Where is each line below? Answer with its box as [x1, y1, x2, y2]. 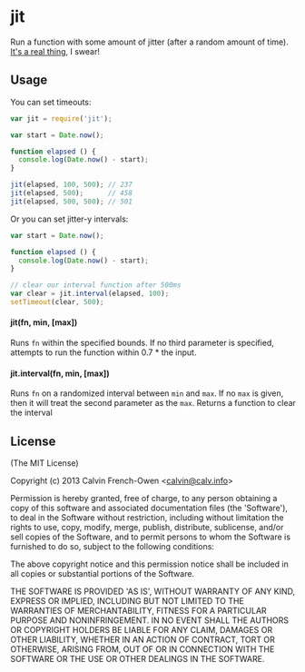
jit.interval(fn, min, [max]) [10, 368, 110, 379]
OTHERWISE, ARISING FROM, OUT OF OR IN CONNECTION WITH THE [10, 644, 275, 655]
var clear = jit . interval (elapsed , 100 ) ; [10, 289, 170, 299]
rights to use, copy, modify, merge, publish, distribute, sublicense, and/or [10, 522, 284, 533]
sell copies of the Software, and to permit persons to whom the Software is [10, 531, 291, 542]
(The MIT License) [10, 458, 80, 469]
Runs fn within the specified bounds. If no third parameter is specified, [10, 338, 275, 349]
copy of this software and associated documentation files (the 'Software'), [10, 502, 289, 514]
